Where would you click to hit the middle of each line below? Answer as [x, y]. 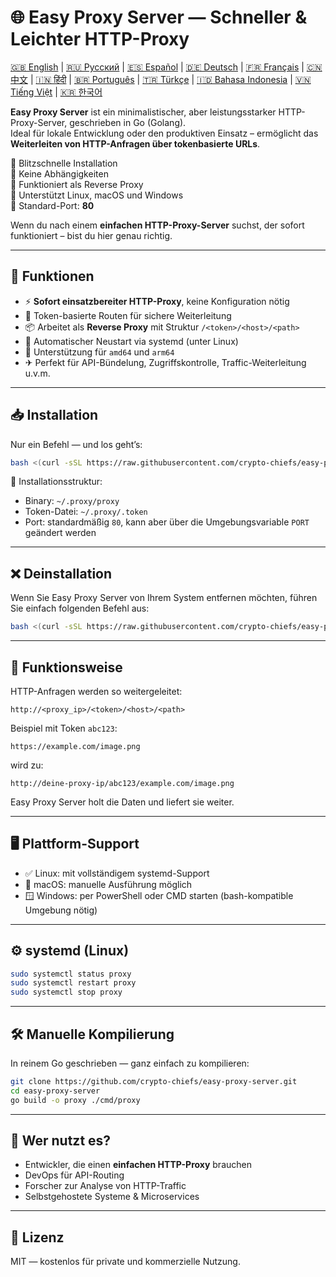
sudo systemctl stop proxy [66, 992]
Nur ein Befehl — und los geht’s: [76, 444]
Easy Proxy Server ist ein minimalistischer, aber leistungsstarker [143, 112]
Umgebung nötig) [61, 910]
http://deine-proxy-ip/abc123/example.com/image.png [122, 783]
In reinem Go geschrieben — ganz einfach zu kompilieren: [130, 1063]
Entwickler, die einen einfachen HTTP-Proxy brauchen [138, 1165]
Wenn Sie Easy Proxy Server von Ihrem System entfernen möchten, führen [164, 598]
